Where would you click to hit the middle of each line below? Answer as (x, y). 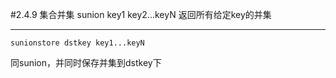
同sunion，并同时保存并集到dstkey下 (86, 62)
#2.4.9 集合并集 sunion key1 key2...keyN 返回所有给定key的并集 (141, 14)
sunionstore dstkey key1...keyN (77, 43)
